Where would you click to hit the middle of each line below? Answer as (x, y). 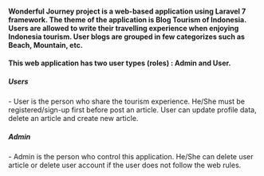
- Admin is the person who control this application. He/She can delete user (131, 157)
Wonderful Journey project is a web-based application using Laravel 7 (127, 11)
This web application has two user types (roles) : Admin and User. (120, 63)
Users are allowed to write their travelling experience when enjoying (124, 28)
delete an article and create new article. (73, 119)
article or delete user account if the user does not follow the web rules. (125, 165)
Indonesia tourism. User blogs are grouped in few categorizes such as (127, 37)
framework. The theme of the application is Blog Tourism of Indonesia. (128, 19)
